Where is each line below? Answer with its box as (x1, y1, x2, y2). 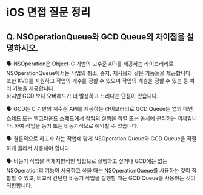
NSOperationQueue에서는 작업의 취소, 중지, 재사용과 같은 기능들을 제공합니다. (6, 70, 192, 76)
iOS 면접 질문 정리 (6, 5, 91, 19)
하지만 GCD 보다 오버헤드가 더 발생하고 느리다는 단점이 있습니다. (6, 92, 159, 99)
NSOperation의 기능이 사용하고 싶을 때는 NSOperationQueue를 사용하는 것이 (6, 167, 191, 174)
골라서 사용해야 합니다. (17, 145, 72, 151)
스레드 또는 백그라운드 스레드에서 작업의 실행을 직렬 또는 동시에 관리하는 (6, 114, 176, 122)
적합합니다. (6, 182, 33, 189)
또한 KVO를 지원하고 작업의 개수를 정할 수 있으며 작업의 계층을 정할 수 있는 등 (6, 77, 188, 84)
